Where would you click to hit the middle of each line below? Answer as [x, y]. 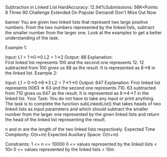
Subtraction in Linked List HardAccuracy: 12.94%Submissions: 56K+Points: [82, 7]
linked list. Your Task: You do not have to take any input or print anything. [80, 98]
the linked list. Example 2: [31, 73]
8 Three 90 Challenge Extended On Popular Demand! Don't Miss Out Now [81, 12]
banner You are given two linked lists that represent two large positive [77, 22]
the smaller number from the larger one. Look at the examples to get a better [83, 33]
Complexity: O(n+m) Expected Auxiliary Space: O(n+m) [62, 134]
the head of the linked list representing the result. [55, 119]
